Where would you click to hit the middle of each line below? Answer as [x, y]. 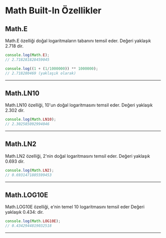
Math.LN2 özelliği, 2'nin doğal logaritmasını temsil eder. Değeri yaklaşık [78, 156]
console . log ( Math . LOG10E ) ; [33, 221]
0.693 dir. [15, 161]
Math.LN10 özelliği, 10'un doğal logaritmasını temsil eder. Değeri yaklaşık [79, 105]
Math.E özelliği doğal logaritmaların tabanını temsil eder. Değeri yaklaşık [78, 41]
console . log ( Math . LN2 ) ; [30, 170]
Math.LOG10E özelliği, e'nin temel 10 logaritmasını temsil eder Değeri [75, 207]
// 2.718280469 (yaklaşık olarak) [41, 73]
